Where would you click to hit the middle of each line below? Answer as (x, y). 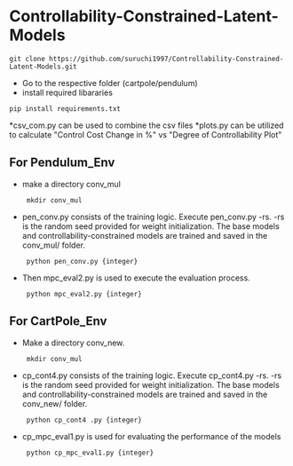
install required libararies (67, 92)
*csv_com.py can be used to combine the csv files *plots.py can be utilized (146, 125)
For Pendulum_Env (62, 163)
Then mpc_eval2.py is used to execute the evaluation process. (136, 278)
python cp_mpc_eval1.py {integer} (90, 453)
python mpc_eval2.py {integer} (84, 294)
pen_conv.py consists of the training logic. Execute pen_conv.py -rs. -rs (153, 217)
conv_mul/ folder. (54, 245)
